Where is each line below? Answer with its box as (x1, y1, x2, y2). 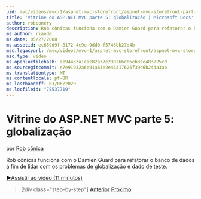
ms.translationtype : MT (6, 70, 66, 76)
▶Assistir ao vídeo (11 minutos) (6, 174, 83, 181)
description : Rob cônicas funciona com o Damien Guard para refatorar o (6, 25, 191, 32)
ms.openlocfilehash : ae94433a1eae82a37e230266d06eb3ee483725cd (6, 59, 167, 65)
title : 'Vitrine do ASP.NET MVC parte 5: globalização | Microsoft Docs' (6, 14, 194, 20)
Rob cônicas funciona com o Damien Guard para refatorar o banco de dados (6, 156, 195, 163)
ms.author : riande (6, 31, 52, 37)
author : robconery (6, 20, 52, 26)
